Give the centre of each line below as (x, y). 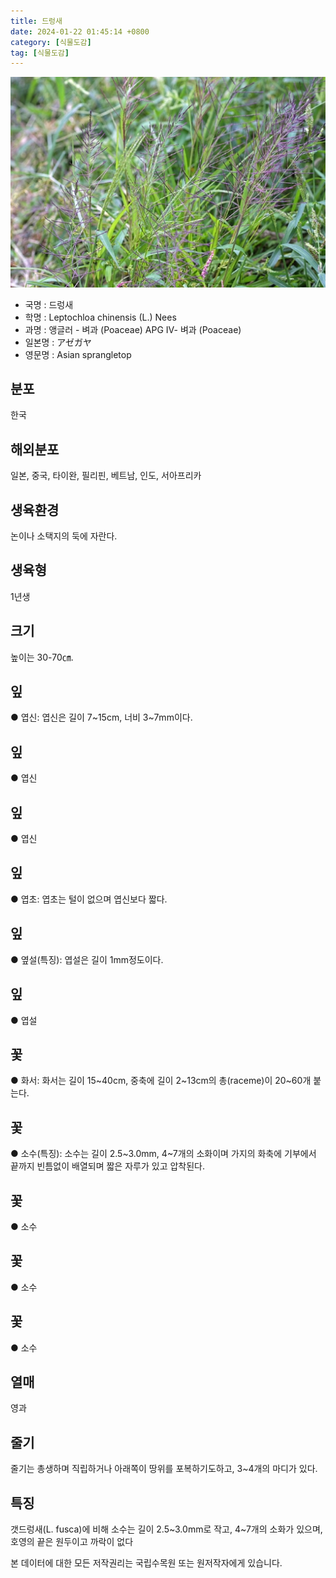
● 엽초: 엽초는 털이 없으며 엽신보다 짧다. (89, 899)
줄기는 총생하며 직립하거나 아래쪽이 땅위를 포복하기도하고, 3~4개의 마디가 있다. (164, 1469)
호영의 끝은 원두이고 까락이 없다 (72, 1541)
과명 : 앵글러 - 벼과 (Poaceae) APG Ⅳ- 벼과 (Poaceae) (133, 329)
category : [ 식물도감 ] (51, 42)
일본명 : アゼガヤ (58, 342)
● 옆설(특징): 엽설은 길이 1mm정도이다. (87, 959)
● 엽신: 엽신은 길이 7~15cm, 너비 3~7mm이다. (101, 717)
